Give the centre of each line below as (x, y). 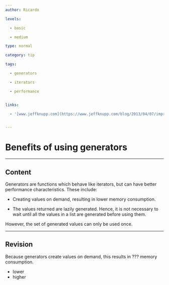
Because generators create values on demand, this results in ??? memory (81, 256)
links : (12, 105)
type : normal (19, 46)
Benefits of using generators (66, 147)
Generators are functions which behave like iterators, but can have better (81, 184)
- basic (18, 28)
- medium (19, 37)
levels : (13, 19)
